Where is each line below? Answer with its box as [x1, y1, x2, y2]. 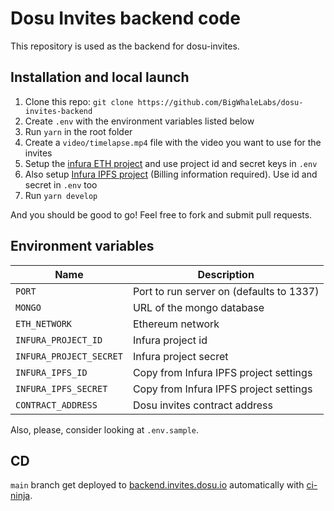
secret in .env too [24, 178, 98, 191]
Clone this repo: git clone [24, 95, 134, 107]
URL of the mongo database [132, 300, 265, 314]
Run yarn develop [24, 189, 98, 201]
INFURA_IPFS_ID [15, 367, 88, 378]
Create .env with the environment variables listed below [24, 115, 255, 127]
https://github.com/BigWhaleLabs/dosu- [137, 97, 304, 107]
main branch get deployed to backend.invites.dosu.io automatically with [10, 479, 305, 491]
